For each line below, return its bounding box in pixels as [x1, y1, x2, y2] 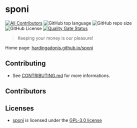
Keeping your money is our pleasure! [17, 35, 93, 41]
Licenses [5, 104, 34, 112]
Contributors [5, 87, 46, 95]
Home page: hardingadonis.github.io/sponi [5, 44, 93, 50]
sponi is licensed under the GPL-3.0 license [12, 117, 102, 123]
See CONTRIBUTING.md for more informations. [12, 72, 110, 78]
